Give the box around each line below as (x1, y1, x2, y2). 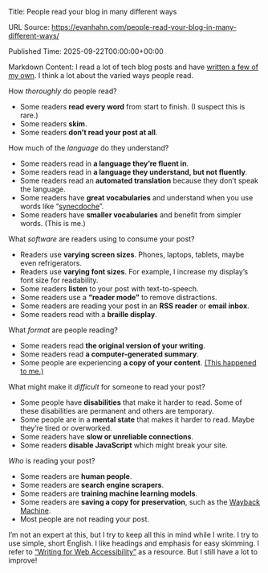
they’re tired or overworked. (19, 423, 112, 433)
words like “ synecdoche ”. (19, 201, 104, 211)
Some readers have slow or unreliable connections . (19, 432, 194, 441)
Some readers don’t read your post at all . (19, 128, 158, 137)
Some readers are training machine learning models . (19, 488, 198, 498)
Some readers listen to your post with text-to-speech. (19, 284, 199, 293)
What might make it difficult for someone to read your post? (8, 382, 206, 391)
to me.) (19, 366, 44, 376)
